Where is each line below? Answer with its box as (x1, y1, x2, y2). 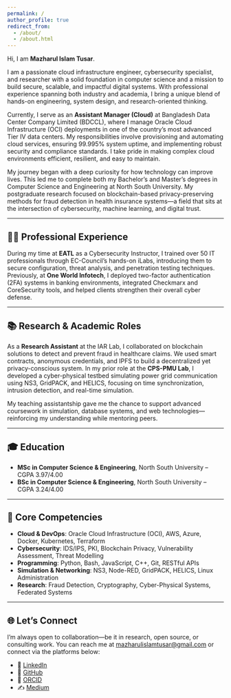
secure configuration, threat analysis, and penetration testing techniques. (7, 263, 215, 272)
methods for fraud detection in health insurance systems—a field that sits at (7, 197, 222, 205)
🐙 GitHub (16, 668, 43, 677)
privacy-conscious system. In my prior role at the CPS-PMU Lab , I (7, 364, 194, 372)
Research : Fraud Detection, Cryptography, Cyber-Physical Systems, (16, 581, 211, 589)
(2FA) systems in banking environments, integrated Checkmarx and (7, 278, 198, 287)
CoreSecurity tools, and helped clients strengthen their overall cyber (7, 285, 201, 294)
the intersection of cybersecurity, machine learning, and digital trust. (7, 205, 201, 213)
